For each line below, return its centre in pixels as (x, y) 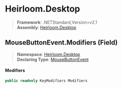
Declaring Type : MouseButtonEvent (53, 59)
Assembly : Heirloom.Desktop (46, 27)
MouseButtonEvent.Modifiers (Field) (61, 43)
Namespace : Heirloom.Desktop (48, 54)
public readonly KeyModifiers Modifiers (46, 81)
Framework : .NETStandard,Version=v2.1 (57, 22)
